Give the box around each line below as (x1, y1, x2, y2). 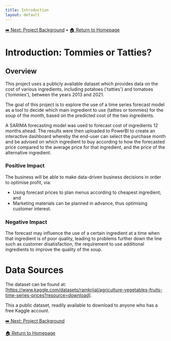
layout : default (5, 12, 40, 17)
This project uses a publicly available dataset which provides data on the (5, 81, 158, 87)
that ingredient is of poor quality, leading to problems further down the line (5, 235, 162, 242)
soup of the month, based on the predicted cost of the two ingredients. (5, 112, 155, 118)
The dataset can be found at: (5, 282, 66, 288)
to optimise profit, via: (5, 179, 52, 185)
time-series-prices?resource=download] (5, 292, 91, 298)
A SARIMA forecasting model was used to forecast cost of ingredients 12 (5, 122, 158, 128)
